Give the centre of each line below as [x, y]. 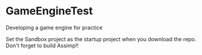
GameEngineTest [49, 11]
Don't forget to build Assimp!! [42, 45]
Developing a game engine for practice [54, 27]
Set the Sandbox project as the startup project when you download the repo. [101, 39]
